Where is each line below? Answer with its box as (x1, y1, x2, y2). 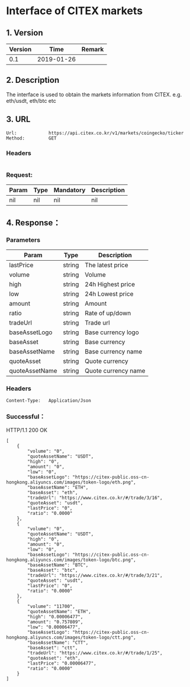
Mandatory (53, 186, 86, 195)
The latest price (85, 261, 128, 269)
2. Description (6, 75, 60, 85)
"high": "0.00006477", (27, 614, 83, 620)
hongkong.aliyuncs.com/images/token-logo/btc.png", (6, 557, 136, 563)
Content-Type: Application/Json (6, 398, 92, 404)
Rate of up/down (85, 309, 131, 317)
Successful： (6, 413, 46, 421)
